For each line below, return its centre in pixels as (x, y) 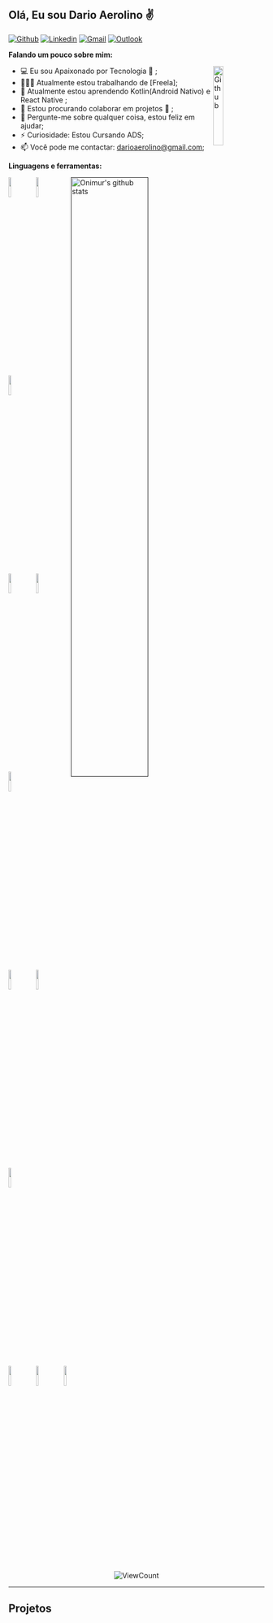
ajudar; (32, 125)
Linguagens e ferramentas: (55, 166)
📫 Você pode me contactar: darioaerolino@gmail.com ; (112, 147)
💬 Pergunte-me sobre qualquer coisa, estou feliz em (107, 117)
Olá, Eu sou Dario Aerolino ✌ (81, 15)
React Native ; (43, 100)
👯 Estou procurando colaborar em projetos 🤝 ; (97, 108)
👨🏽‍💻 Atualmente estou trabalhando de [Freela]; (99, 82)
